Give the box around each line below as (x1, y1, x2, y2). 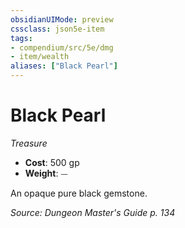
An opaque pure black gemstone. (10, 187, 148, 199)
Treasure (10, 137, 48, 149)
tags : (10, 33, 33, 43)
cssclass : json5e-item (10, 24, 105, 34)
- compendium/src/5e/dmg (10, 42, 114, 53)
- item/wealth (10, 52, 70, 62)
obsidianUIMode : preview (10, 14, 114, 25)
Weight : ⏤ (24, 167, 68, 179)
